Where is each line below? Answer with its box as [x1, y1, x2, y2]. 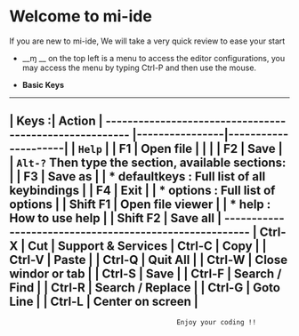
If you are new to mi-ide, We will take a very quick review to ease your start [9, 36, 286, 46]
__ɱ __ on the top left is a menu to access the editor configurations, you [21, 52, 286, 63]
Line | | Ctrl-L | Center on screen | [9, 294, 198, 309]
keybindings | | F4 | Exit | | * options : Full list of [9, 183, 276, 198]
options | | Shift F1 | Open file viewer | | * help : [9, 197, 271, 212]
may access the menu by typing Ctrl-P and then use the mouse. [21, 62, 256, 73]
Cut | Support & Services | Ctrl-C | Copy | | [28, 238, 267, 254]
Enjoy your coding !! [176, 317, 256, 326]
